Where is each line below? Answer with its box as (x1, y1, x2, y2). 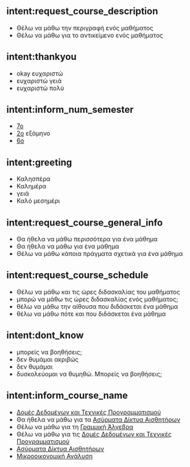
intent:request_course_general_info (6, 217, 163, 228)
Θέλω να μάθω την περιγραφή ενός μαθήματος (16, 23, 154, 32)
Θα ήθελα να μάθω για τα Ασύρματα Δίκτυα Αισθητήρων (16, 415, 181, 424)
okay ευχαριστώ (16, 69, 63, 78)
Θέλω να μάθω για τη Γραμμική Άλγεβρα (16, 422, 134, 431)
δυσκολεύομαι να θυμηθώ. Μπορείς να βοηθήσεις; (16, 369, 163, 378)
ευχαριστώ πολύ (16, 84, 64, 92)
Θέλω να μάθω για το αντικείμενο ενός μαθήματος (16, 31, 164, 39)
